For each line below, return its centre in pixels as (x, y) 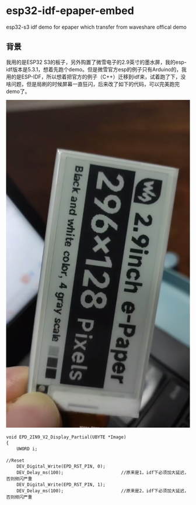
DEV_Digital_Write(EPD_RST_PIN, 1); (61, 485)
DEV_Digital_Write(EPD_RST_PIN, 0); (61, 466)
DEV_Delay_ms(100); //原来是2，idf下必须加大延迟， (103, 491)
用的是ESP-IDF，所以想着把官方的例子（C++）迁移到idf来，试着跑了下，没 (96, 77)
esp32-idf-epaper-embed (70, 11)
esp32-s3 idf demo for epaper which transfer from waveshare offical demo (96, 27)
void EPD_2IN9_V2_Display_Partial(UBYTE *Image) (66, 437)
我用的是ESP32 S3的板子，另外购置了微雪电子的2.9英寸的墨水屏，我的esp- (96, 62)
